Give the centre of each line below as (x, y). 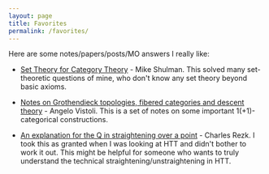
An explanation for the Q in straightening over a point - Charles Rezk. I (137, 135)
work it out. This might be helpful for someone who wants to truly (130, 153)
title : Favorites (38, 23)
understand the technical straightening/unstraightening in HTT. (126, 161)
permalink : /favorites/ (49, 31)
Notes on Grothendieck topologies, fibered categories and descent (132, 103)
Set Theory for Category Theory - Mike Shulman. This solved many (132, 70)
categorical (39, 120)
